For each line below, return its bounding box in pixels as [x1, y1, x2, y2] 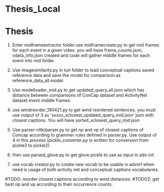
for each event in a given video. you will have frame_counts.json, [12, 48, 143, 53]
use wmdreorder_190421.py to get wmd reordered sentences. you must [12, 107, 156, 113]
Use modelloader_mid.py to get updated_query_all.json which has [12, 87, 144, 93]
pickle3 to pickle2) [12, 143, 50, 148]
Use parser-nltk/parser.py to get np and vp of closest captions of [12, 127, 144, 133]
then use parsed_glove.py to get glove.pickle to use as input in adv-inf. [12, 152, 155, 158]
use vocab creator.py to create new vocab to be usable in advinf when [12, 162, 155, 168]
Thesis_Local [5, 3, 60, 15]
